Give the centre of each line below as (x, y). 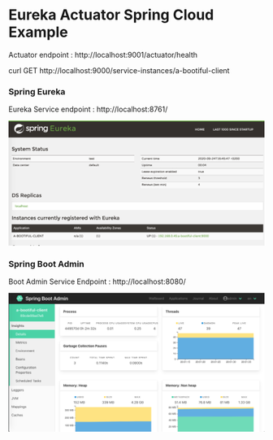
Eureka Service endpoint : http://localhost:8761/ (88, 109)
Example (38, 32)
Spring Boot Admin (47, 264)
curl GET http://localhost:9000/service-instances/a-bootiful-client (119, 70)
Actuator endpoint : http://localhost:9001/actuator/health (103, 54)
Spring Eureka (37, 91)
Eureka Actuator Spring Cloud (111, 15)
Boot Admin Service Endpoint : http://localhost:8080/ (97, 281)
